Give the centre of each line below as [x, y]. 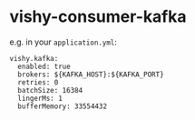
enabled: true [44, 66]
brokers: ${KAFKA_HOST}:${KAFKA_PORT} [91, 75]
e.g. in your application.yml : [63, 42]
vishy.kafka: [34, 58]
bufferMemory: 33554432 [62, 106]
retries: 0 [38, 82]
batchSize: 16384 [50, 90]
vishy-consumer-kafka [98, 17]
